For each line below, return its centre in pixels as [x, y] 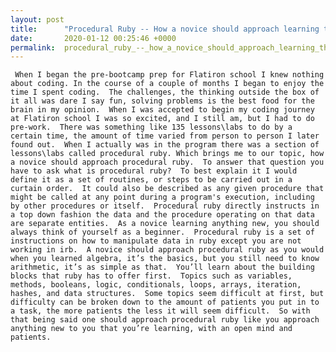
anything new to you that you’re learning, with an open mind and [151, 329]
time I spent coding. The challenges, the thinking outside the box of [165, 92]
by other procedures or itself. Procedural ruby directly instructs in [165, 206]
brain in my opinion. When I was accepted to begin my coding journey [162, 110]
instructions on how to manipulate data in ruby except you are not [156, 241]
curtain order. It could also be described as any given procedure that [167, 189]
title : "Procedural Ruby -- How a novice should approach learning [165, 29]
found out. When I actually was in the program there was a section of [165, 145]
